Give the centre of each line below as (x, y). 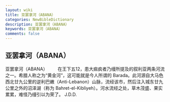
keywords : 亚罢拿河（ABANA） (34, 29)
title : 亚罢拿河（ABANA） (31, 15)
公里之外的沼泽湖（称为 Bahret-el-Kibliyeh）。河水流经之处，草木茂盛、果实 (84, 88)
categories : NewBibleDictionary (39, 19)
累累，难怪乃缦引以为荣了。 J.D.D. (41, 94)
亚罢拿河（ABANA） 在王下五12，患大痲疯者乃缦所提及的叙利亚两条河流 (85, 69)
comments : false (22, 34)
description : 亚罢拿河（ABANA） (37, 24)
